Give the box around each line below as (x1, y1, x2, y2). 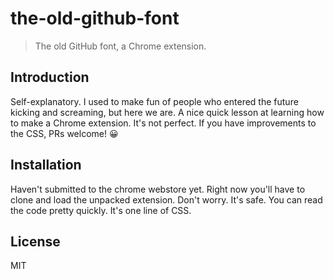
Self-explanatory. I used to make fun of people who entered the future (10, 95, 299, 107)
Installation (10, 157, 82, 174)
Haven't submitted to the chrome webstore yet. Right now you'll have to (10, 183, 306, 195)
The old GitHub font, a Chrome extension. (34, 40, 207, 52)
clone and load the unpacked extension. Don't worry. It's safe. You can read (10, 193, 323, 206)
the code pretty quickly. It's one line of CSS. (10, 204, 192, 216)
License (10, 233, 61, 250)
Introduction (10, 69, 90, 86)
